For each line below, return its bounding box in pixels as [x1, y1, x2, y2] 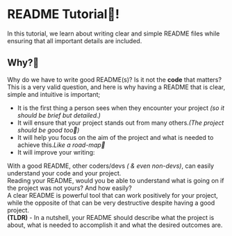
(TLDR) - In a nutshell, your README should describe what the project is [7, 213, 215, 221]
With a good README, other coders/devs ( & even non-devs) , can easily [7, 162, 214, 170]
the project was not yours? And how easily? [7, 184, 132, 192]
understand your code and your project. [7, 168, 122, 177]
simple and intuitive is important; [7, 90, 101, 98]
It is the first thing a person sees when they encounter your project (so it [17, 104, 224, 112]
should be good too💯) [17, 125, 80, 134]
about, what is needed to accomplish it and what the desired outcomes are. [7, 221, 223, 229]
